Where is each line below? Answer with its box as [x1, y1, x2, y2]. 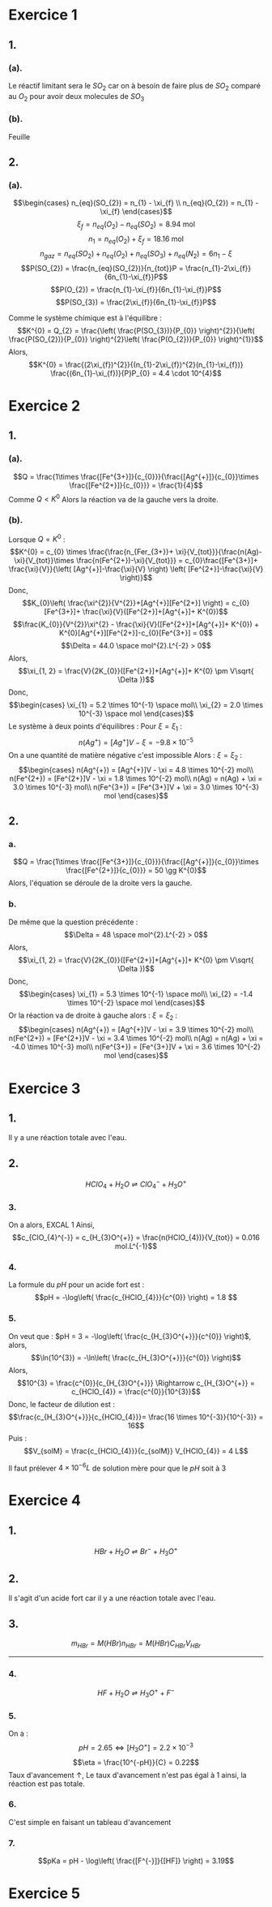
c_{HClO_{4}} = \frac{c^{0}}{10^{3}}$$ [71, 1386, 201, 1397]
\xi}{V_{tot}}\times [13, 556, 74, 566]
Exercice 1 [8, 6, 79, 24]
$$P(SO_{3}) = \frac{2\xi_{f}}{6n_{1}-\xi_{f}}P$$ [55, 297, 217, 307]
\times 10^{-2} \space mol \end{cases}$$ [67, 997, 205, 1007]
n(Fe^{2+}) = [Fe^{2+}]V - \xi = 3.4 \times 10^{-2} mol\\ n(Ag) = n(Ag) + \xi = [8, 1033, 264, 1044]
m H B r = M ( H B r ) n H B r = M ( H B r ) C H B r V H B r [70, 1638, 202, 1651]
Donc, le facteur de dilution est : [8, 1399, 116, 1409]
